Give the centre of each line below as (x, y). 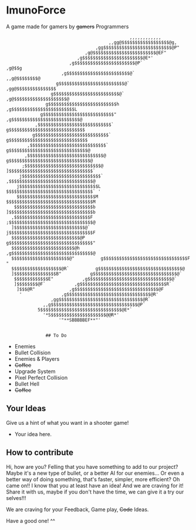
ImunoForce (36, 10)
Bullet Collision (33, 353)
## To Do (56, 336)
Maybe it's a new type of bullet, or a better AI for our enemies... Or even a (95, 473)
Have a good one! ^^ (31, 521)
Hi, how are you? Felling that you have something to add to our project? (92, 467)
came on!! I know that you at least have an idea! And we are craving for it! (95, 485)
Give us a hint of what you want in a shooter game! (67, 422)
